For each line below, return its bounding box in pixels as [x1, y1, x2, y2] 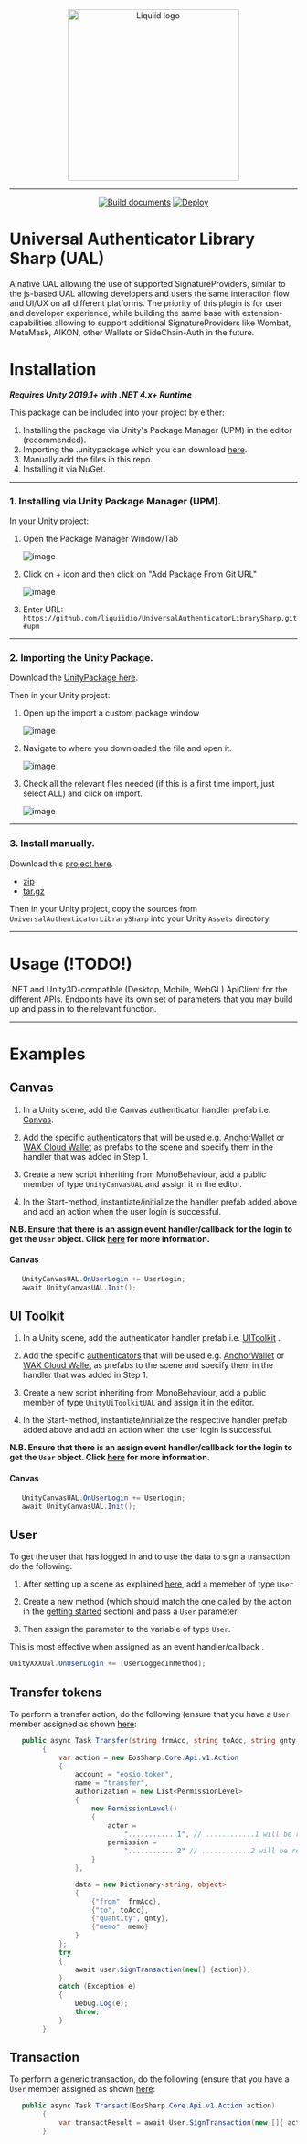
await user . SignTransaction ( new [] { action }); [74, 1965, 251, 1974]
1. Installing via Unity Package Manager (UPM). [9, 494, 222, 507]
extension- [241, 307, 283, 318]
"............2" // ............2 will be [123, 1846, 288, 1856]
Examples [9, 1044, 86, 1064]
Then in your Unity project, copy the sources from [9, 903, 198, 914]
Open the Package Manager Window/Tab [22, 534, 179, 545]
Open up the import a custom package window [22, 707, 200, 718]
